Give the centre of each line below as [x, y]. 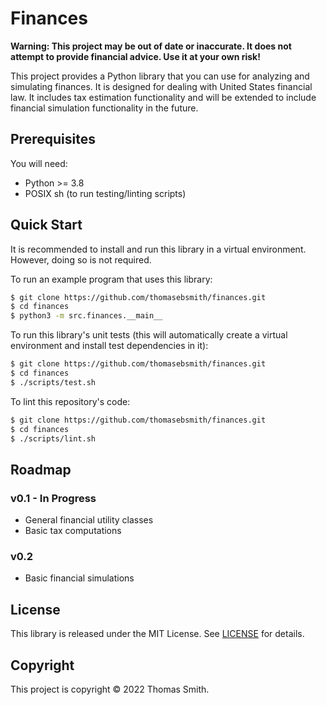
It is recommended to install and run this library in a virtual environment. [158, 249]
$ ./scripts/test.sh [53, 382]
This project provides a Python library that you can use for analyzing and [160, 76]
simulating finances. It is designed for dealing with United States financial [161, 86]
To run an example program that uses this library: [111, 279]
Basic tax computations [73, 531]
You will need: [39, 163]
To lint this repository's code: [70, 401]
